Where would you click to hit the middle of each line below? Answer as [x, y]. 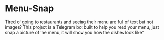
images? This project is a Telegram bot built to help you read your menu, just [82, 27]
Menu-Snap [30, 9]
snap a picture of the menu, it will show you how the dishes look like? [75, 32]
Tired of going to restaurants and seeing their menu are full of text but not [79, 22]
